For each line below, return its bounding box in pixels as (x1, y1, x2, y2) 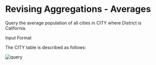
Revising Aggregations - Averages (5, 3, 151, 15)
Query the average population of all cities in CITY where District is (5, 20, 142, 26)
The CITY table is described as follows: (5, 44, 86, 50)
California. (5, 25, 27, 31)
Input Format (5, 35, 32, 41)
